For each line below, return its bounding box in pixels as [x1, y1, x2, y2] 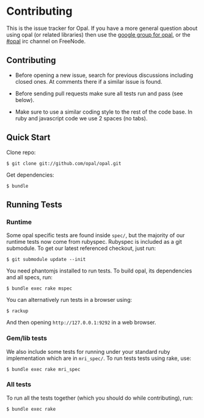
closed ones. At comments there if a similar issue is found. [15, 78, 162, 85]
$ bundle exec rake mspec [6, 285, 72, 291]
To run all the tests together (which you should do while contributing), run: [6, 394, 194, 402]
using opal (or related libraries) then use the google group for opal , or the [6, 31, 191, 38]
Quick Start [6, 133, 51, 143]
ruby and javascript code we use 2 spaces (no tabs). [15, 114, 148, 122]
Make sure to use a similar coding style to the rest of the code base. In [15, 108, 193, 116]
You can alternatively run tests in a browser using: [6, 296, 133, 304]
